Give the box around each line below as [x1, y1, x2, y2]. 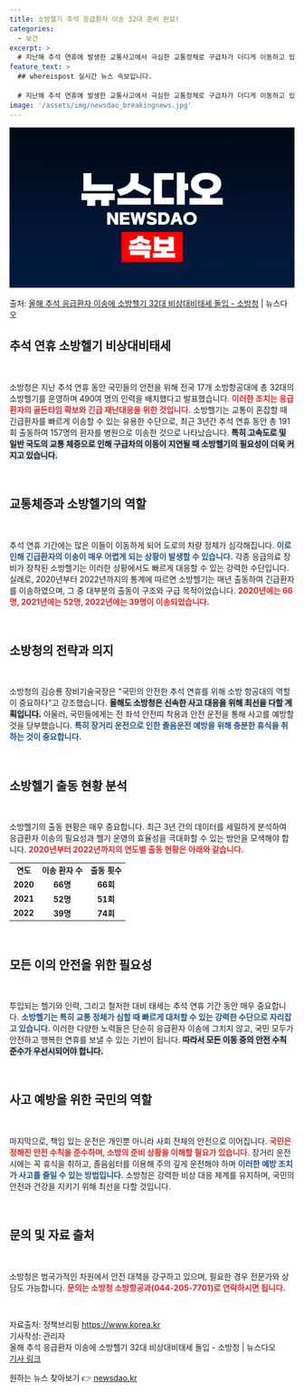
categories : [9, 24, 54, 34]
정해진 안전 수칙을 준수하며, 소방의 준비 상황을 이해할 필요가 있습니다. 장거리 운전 [9, 1146, 291, 1157]
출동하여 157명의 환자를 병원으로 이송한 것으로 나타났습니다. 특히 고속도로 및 [18, 427, 287, 438]
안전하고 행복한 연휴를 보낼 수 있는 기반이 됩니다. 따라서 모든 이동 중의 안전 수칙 [9, 1034, 288, 1046]
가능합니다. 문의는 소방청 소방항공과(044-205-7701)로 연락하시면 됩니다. [25, 1282, 286, 1293]
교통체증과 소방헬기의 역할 [9, 497, 147, 512]
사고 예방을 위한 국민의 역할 [9, 1092, 152, 1107]
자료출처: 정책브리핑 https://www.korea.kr [9, 1319, 161, 1329]
